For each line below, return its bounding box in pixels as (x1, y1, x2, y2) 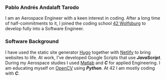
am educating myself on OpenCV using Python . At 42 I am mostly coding (5, 65, 155, 71)
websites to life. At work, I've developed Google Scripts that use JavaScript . (5, 54, 162, 60)
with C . (5, 70, 20, 76)
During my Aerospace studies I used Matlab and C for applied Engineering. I (5, 60, 161, 66)
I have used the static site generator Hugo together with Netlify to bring (5, 49, 151, 55)
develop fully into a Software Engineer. (5, 26, 84, 32)
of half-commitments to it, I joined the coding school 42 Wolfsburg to (5, 20, 146, 26)
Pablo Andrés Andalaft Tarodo (5, 4, 79, 11)
